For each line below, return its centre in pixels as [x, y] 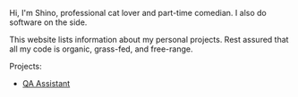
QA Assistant [46, 83]
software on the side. [48, 22]
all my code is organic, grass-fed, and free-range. [101, 49]
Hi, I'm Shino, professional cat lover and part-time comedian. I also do [138, 13]
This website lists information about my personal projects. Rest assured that [149, 40]
